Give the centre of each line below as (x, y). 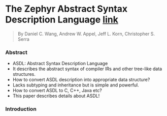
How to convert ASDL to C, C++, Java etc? (57, 91)
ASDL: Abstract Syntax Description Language (60, 64)
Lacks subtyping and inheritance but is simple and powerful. (76, 85)
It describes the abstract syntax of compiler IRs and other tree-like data (87, 69)
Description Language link (62, 20)
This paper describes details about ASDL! (56, 96)
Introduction (21, 109)
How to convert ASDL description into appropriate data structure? (81, 80)
